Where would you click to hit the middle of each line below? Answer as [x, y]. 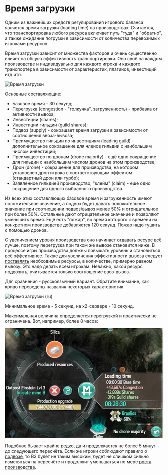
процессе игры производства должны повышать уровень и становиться [83, 250]
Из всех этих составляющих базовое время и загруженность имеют [79, 198]
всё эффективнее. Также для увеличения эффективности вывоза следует [84, 256]
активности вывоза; [34, 114]
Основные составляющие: [33, 94]
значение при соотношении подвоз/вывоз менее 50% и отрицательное [82, 209]
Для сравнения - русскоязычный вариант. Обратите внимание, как [77, 281]
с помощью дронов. [27, 230]
